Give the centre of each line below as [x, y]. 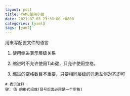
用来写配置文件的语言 [27, 43]
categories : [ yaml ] [25, 23]
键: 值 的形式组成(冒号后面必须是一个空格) [44, 90]
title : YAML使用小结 [25, 14]
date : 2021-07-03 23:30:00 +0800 [40, 19]
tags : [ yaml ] [19, 28]
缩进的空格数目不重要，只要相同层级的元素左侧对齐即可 [68, 74]
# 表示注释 [15, 84]
